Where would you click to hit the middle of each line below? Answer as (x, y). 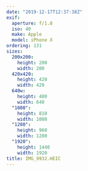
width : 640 (31, 102)
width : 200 (31, 68)
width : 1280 (32, 136)
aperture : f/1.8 (32, 23)
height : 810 (32, 113)
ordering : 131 (24, 46)
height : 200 (32, 62)
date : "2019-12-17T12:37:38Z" (45, 12)
